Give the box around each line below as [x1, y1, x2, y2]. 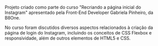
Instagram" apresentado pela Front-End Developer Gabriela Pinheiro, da [5, 9, 153, 15]
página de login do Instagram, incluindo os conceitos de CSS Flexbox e [5, 30, 152, 35]
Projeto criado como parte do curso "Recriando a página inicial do [5, 4, 141, 10]
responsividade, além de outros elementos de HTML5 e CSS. [5, 35, 131, 41]
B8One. [5, 15, 21, 20]
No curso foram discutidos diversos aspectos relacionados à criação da [5, 24, 153, 30]
